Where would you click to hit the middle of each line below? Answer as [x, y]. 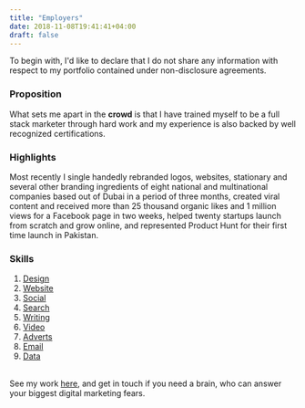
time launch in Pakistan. [54, 235]
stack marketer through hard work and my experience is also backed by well [152, 123]
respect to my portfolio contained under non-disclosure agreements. [138, 70]
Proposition [36, 94]
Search [36, 308]
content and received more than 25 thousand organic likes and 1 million [143, 205]
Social [34, 298]
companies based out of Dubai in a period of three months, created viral [145, 196]
